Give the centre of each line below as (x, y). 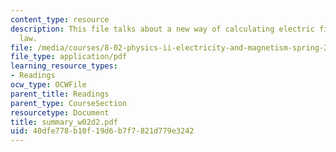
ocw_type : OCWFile (48, 85)
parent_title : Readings (60, 94)
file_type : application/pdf (69, 57)
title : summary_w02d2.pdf (64, 122)
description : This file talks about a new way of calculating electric (162, 29)
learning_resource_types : (64, 66)
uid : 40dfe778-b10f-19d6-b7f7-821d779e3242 (102, 131)
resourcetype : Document (60, 112)
